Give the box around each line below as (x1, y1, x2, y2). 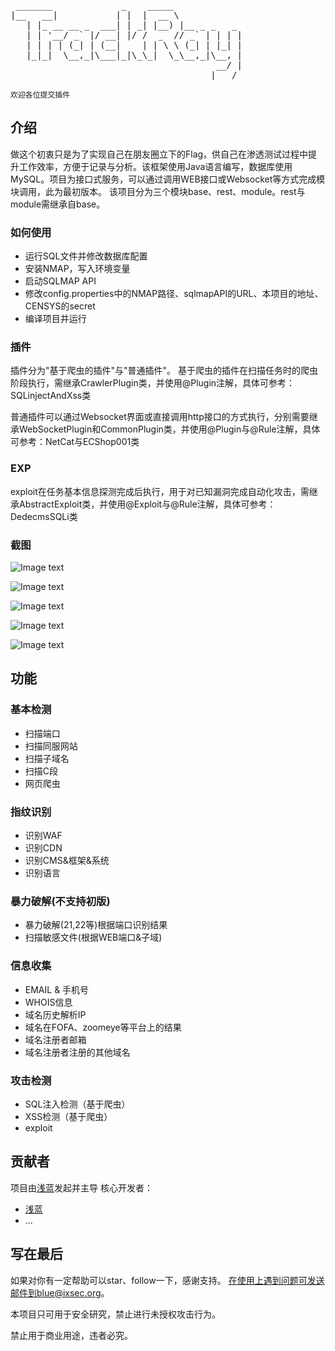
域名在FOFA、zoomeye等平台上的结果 (24, 1021, 182, 1033)
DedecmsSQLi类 (10, 510, 78, 522)
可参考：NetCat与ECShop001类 (10, 436, 140, 448)
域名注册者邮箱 (24, 1033, 87, 1045)
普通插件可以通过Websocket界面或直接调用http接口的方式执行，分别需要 (10, 411, 310, 423)
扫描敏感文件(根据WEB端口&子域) (24, 931, 163, 944)
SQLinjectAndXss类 (10, 390, 92, 402)
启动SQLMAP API (24, 275, 97, 287)
